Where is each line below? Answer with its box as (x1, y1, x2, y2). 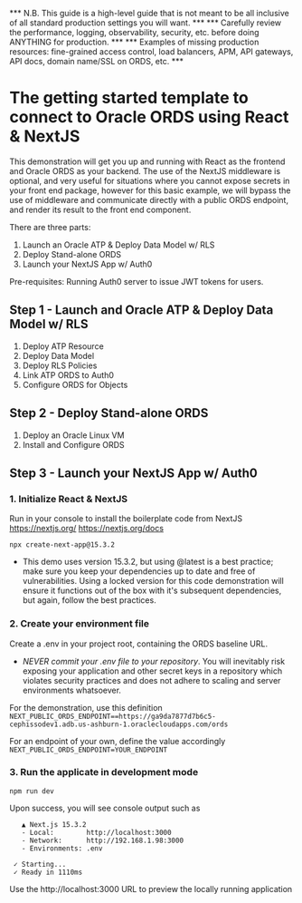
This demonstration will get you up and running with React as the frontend (9, 156, 286, 167)
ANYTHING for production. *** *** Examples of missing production (9, 36, 260, 47)
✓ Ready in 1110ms (13, 868, 83, 877)
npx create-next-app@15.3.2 (9, 540, 116, 549)
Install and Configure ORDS (22, 439, 125, 450)
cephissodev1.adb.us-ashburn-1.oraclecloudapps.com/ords (9, 720, 229, 729)
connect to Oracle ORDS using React (9, 107, 289, 128)
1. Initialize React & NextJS (9, 492, 128, 505)
